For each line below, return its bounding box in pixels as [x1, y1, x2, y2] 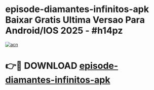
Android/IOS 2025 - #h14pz [5, 25, 123, 36]
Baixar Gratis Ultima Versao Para [5, 14, 145, 26]
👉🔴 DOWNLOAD [5, 60, 78, 71]
